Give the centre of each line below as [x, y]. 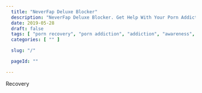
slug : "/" [23, 51]
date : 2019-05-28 [33, 23]
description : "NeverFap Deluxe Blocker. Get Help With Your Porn [95, 17]
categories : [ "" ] [36, 40]
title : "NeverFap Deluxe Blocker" [54, 12]
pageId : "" [25, 61]
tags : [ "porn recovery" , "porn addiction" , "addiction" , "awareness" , [103, 34]
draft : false [27, 28]
